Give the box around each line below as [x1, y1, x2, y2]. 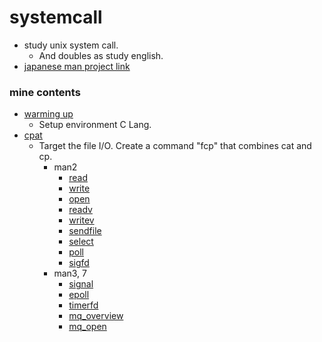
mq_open [68, 321, 107, 333]
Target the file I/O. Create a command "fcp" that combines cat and [38, 140, 312, 152]
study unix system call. [23, 39, 119, 51]
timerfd [68, 299, 99, 311]
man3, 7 [53, 267, 88, 280]
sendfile [68, 225, 102, 237]
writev [68, 214, 95, 226]
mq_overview [68, 310, 124, 322]
